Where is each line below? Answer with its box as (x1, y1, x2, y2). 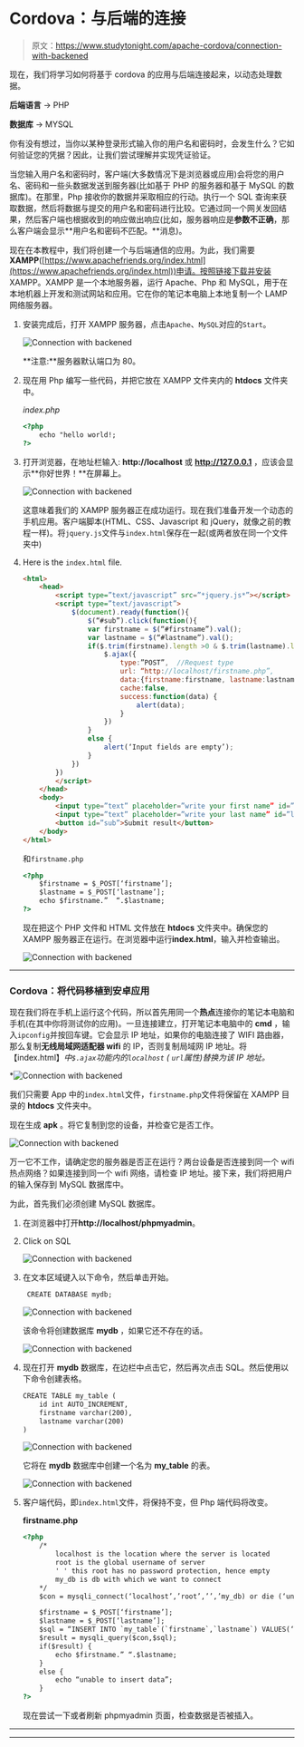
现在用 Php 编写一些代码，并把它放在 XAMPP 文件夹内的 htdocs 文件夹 (22, 374, 289, 385)
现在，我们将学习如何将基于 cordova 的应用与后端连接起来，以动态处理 (9, 69, 274, 80)
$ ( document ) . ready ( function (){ (71, 608, 190, 617)
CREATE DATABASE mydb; (26, 1290, 113, 1299)
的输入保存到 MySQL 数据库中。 (9, 1179, 129, 1190)
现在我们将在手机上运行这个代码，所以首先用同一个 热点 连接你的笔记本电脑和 (9, 1007, 295, 1018)
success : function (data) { (119, 692, 218, 701)
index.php (22, 404, 61, 415)
